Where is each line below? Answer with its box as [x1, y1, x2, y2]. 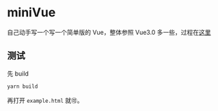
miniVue [7, 5, 56, 20]
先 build [7, 69, 29, 78]
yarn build [7, 83, 38, 90]
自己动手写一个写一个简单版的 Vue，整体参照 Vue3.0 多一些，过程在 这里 [7, 28, 211, 36]
